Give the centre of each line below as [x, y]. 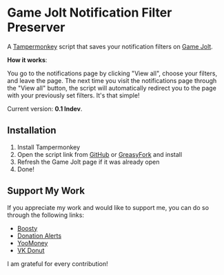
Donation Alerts [39, 236]
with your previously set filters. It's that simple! [73, 95]
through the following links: [46, 215]
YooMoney [32, 243]
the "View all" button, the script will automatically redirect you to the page [112, 88]
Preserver [36, 27]
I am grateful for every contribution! [58, 263]
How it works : [27, 59]
